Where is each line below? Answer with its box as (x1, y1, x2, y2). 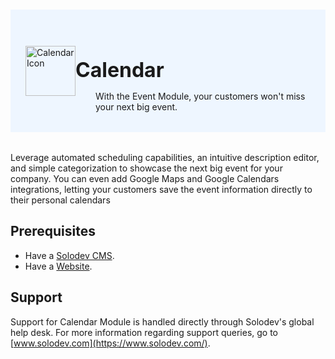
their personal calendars (10, 194, 111, 206)
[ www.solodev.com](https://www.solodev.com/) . (10, 337, 211, 349)
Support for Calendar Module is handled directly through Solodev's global (10, 315, 315, 328)
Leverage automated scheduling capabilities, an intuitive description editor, (10, 151, 320, 163)
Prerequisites (10, 223, 96, 240)
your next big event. (95, 100, 178, 113)
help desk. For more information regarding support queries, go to (10, 326, 278, 338)
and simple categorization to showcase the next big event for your (10, 162, 283, 174)
